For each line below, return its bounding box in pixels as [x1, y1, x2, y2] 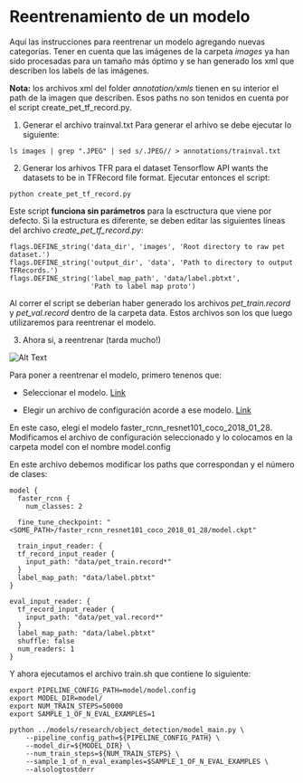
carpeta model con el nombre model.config [9, 441, 171, 452]
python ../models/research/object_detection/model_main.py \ [9, 725, 245, 734]
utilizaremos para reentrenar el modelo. [9, 317, 156, 328]
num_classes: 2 [25, 501, 83, 511]
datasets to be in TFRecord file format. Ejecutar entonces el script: [22, 172, 270, 183]
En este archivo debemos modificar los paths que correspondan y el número [9, 459, 295, 470]
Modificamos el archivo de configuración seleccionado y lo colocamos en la [9, 432, 293, 443]
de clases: [9, 468, 48, 479]
